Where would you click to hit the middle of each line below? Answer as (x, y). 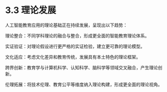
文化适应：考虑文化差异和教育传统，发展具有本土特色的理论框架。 (73, 57)
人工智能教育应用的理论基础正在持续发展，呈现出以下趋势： (66, 25)
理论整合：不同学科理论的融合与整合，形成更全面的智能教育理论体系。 (77, 35)
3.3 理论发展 (31, 10)
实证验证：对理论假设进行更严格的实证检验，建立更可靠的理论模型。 (75, 46)
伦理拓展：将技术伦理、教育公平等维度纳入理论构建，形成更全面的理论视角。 (84, 84)
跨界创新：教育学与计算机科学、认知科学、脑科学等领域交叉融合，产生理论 (82, 67)
